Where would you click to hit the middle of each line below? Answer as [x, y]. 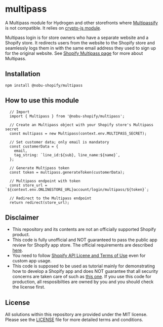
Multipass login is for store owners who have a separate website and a [77, 37]
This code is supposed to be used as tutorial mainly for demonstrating [83, 266]
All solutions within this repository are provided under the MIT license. [76, 315]
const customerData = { [34, 146]
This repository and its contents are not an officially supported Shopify [84, 229]
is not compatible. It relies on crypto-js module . [53, 28]
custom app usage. [32, 261]
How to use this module [42, 100]
